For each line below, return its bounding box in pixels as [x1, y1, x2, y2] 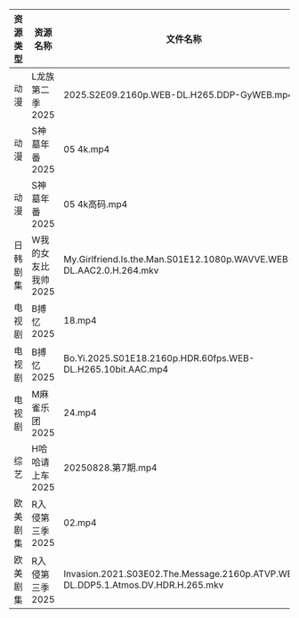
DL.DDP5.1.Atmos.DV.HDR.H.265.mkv [63, 579, 224, 590]
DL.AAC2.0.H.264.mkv [63, 264, 159, 277]
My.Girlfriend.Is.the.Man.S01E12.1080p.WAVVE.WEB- [63, 253, 295, 265]
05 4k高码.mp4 [63, 198, 128, 210]
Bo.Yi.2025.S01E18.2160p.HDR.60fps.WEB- [63, 352, 255, 364]
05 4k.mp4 [63, 143, 110, 155]
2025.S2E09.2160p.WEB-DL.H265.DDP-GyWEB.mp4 [63, 89, 294, 100]
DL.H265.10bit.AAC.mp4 [63, 364, 169, 375]
